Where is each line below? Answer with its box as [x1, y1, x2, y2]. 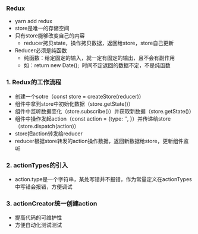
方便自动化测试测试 [14, 222, 62, 229]
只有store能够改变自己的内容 [14, 32, 85, 39]
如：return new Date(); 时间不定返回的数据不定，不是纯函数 [23, 62, 171, 69]
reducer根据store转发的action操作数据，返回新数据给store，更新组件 [14, 137, 184, 144]
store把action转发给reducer [14, 129, 83, 137]
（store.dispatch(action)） [14, 122, 80, 129]
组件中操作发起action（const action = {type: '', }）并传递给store [14, 115, 171, 122]
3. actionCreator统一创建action [6, 199, 98, 207]
